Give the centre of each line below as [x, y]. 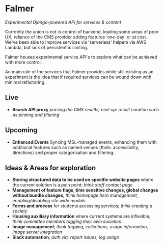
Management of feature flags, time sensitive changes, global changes [85, 190]
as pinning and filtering [36, 115]
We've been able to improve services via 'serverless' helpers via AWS [76, 42]
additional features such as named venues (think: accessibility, [76, 147]
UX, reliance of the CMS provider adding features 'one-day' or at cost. [76, 37]
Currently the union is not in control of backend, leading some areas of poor [82, 31]
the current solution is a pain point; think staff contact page [72, 185]
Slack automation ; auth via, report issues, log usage [66, 237]
